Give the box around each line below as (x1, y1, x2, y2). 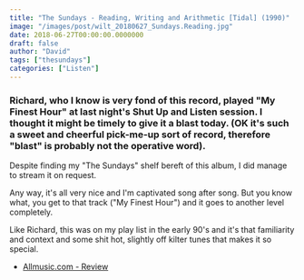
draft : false (9, 38, 59, 48)
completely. (9, 206, 54, 218)
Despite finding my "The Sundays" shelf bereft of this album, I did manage (9, 160, 288, 171)
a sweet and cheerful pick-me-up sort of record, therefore (9, 128, 270, 141)
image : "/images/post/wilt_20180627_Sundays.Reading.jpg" (9, 22, 233, 31)
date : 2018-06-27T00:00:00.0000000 (9, 30, 144, 39)
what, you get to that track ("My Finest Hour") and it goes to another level (9, 197, 284, 208)
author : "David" (9, 47, 71, 56)
